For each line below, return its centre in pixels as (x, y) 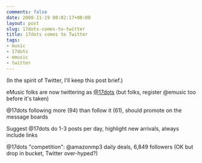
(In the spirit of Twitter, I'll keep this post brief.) (65, 80)
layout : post (23, 23)
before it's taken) (28, 99)
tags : (13, 40)
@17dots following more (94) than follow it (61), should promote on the (94, 110)
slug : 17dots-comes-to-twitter (46, 29)
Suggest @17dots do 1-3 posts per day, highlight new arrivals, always (93, 128)
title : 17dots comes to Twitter (47, 35)
